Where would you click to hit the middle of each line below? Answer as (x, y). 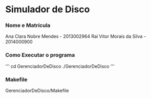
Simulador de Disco (48, 9)
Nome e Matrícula (28, 26)
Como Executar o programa (40, 55)
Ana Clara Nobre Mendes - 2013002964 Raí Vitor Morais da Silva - (76, 36)
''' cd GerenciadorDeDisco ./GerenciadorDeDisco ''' (60, 66)
